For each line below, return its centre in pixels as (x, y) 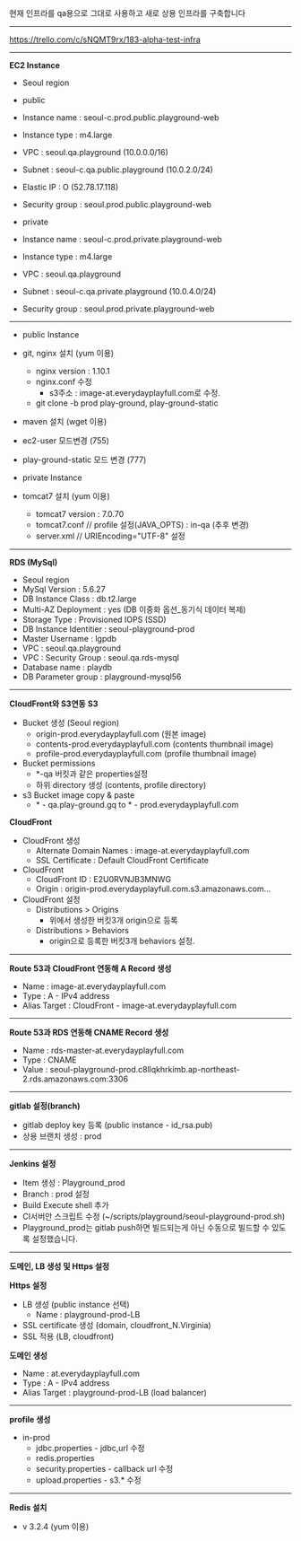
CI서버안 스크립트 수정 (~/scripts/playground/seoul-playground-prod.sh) (154, 1216)
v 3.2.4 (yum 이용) (56, 1527)
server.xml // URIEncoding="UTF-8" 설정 (110, 536)
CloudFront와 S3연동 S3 (54, 704)
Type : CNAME (49, 1060)
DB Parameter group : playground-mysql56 (102, 677)
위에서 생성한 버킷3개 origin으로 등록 (113, 920)
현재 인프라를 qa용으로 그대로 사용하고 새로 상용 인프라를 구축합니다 (128, 13)
